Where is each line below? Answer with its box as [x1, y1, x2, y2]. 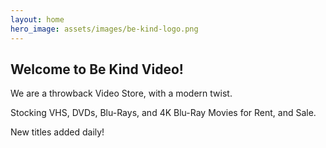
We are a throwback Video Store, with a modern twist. [10, 87, 233, 100]
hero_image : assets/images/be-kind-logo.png [10, 24, 199, 34]
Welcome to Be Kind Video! [10, 61, 184, 78]
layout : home [10, 14, 65, 25]
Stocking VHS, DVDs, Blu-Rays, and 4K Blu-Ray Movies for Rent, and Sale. [10, 107, 317, 119]
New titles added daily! [10, 126, 105, 138]
